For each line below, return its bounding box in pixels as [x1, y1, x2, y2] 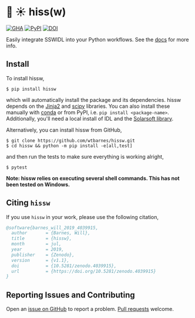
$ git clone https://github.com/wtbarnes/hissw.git [6, 138, 135, 143]
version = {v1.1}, [11, 257, 69, 263]
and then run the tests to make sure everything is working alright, [6, 153, 164, 160]
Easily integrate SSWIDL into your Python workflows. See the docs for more [6, 36, 189, 43]
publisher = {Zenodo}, [11, 252, 75, 258]
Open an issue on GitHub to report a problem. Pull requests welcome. [6, 306, 174, 313]
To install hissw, [6, 74, 45, 81]
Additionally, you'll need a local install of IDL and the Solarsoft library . [6, 115, 174, 122]
